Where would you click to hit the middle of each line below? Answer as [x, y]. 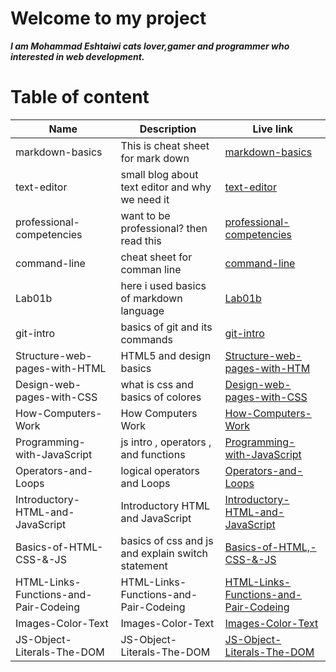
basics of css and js [167, 540]
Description [168, 129]
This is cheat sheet [165, 145]
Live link [272, 129]
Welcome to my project [108, 18]
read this [141, 240]
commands [146, 339]
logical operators [160, 470]
